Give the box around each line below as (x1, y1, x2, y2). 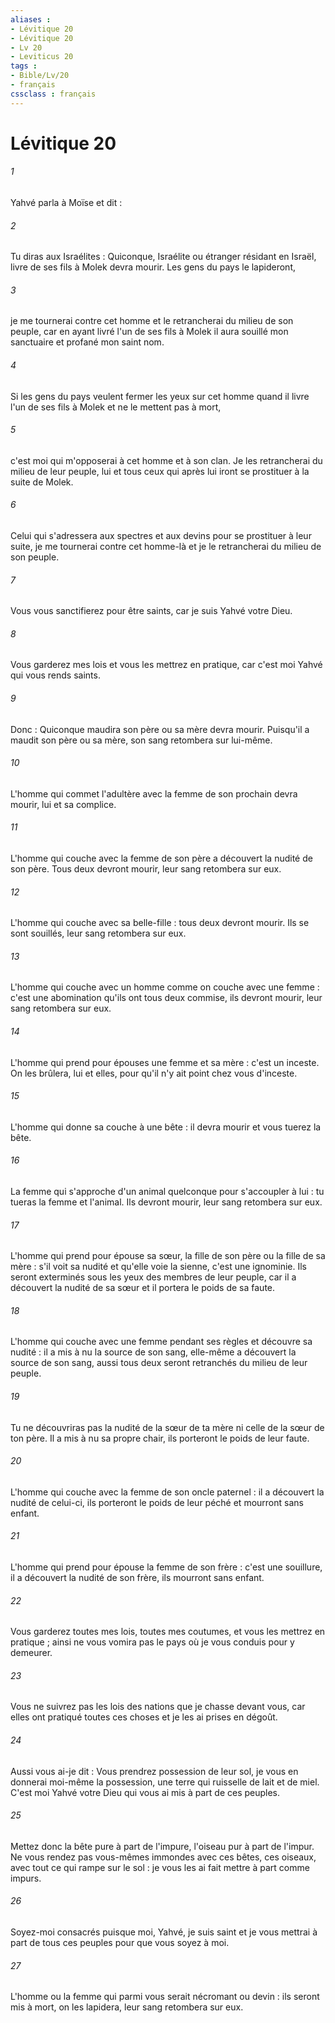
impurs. (10, 1872, 42, 1884)
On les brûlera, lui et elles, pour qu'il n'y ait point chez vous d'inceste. (10, 1067, 298, 1079)
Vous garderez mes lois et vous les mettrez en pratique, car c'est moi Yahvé (10, 659, 323, 671)
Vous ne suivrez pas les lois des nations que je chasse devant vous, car (10, 1701, 306, 1713)
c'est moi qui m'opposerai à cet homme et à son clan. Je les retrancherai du (10, 454, 323, 466)
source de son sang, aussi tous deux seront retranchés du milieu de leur (10, 1357, 308, 1369)
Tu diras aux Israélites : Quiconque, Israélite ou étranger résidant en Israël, (10, 251, 317, 263)
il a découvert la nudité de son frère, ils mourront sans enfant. (10, 1572, 265, 1584)
